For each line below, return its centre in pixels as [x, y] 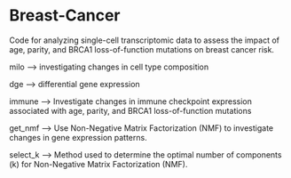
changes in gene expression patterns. [79, 137]
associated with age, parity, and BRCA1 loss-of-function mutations [130, 110]
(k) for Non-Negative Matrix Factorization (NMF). [98, 164]
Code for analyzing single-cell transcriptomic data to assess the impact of [145, 40]
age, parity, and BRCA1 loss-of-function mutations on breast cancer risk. [142, 49]
